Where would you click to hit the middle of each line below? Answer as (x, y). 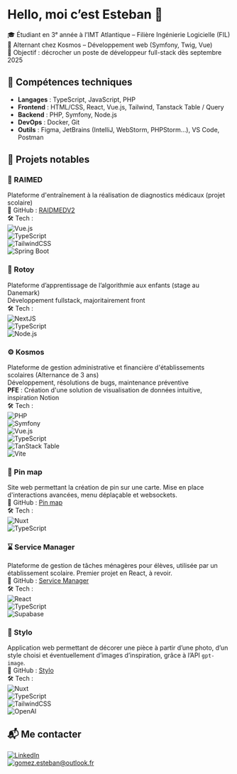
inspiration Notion (33, 398)
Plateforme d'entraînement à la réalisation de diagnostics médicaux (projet (116, 195)
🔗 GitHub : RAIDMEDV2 (42, 210)
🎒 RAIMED (25, 180)
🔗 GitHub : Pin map (35, 502)
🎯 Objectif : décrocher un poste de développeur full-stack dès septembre (115, 52)
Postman (31, 137)
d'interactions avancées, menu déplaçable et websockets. (92, 495)
